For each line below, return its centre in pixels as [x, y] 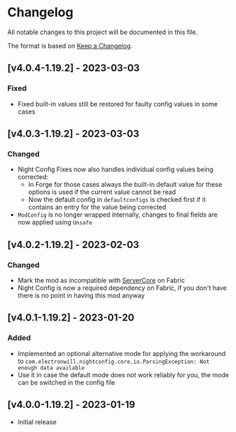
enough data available [51, 368]
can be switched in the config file [66, 382]
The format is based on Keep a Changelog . [70, 45]
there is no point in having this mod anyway [81, 295]
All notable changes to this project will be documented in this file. [103, 32]
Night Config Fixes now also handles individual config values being [116, 169]
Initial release [37, 422]
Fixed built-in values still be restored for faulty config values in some [118, 104]
